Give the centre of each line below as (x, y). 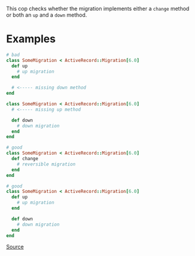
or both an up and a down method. (47, 15)
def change (25, 159)
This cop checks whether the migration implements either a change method (98, 9)
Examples (31, 39)
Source (15, 247)
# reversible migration (46, 164)
